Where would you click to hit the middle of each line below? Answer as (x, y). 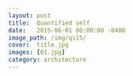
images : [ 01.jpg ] (37, 52)
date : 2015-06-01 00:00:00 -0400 (67, 30)
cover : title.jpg (38, 45)
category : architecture (47, 60)
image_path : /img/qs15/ (47, 38)
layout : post (30, 15)
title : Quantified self (49, 23)
